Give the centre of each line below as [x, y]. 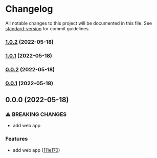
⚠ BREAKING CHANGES [36, 114]
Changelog [29, 9]
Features [17, 139]
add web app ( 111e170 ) [36, 150]
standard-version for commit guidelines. [48, 28]
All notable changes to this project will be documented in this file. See [79, 23]
